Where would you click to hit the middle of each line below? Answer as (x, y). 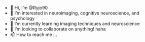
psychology (22, 18)
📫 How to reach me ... (33, 34)
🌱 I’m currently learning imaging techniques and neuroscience (75, 23)
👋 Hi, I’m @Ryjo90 (29, 8)
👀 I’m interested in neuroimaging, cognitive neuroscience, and (75, 13)
